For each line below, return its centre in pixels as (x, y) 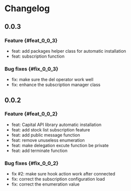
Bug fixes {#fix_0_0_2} (32, 163)
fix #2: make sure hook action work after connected (63, 174)
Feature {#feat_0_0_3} (31, 41)
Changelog (27, 9)
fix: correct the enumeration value (45, 184)
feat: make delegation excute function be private (60, 145)
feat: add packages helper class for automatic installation (69, 51)
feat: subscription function (38, 56)
